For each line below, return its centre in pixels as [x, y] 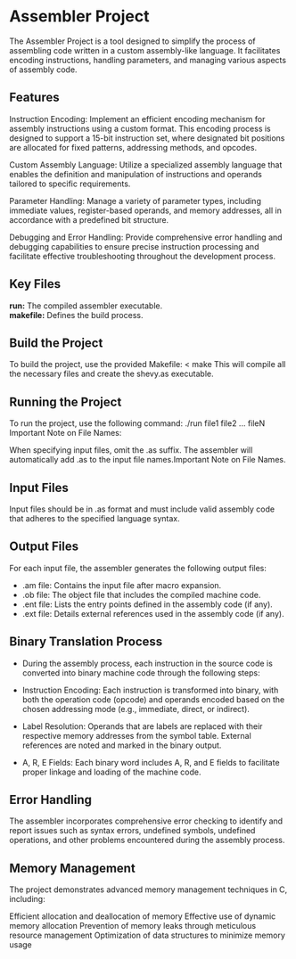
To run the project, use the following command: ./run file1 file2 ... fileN [137, 423]
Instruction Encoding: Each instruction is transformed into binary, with [150, 690]
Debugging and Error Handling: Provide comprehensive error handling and [146, 237]
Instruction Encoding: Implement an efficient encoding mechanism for [137, 119]
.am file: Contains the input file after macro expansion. [122, 585]
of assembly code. [43, 70]
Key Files [35, 284]
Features [34, 98]
